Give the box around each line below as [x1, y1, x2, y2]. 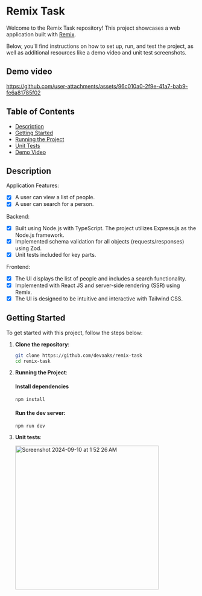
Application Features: [6, 182, 59, 189]
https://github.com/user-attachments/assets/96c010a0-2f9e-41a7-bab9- [6, 82, 188, 90]
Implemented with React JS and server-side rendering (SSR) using [14, 282, 180, 289]
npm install [14, 396, 45, 402]
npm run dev [14, 423, 45, 429]
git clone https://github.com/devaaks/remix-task [14, 353, 143, 359]
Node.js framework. [14, 231, 65, 239]
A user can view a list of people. [14, 194, 95, 201]
